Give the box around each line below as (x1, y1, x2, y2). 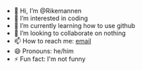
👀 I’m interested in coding (13, 14, 89, 22)
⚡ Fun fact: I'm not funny (13, 55, 86, 63)
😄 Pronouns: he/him (13, 47, 74, 55)
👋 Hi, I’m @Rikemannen (13, 7, 82, 15)
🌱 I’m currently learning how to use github (13, 22, 136, 29)
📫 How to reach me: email (13, 37, 91, 45)
